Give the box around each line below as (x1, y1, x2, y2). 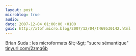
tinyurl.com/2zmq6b (5, 45, 48, 51)
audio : (5, 17, 19, 22)
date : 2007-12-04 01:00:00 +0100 (5, 21, 76, 27)
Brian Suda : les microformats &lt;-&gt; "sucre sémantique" (5, 40, 129, 46)
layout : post (5, 7, 33, 13)
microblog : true (5, 12, 40, 17)
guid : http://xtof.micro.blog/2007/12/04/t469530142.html (5, 26, 131, 31)
